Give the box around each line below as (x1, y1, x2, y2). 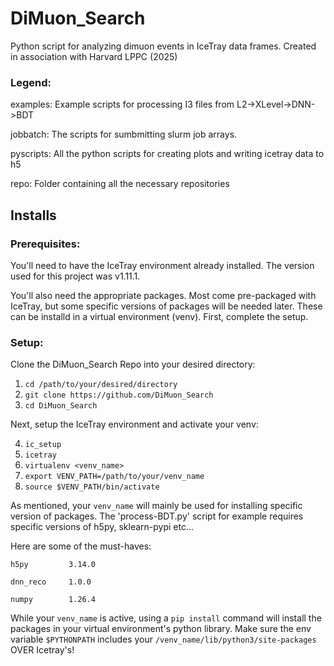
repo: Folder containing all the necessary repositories (10, 178, 230, 190)
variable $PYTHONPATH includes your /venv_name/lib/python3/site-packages (10, 633, 317, 646)
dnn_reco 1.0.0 (10, 577, 92, 587)
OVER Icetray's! (10, 644, 75, 656)
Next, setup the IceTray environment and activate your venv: (10, 418, 259, 431)
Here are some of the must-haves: (10, 540, 152, 552)
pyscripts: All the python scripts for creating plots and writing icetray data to (10, 148, 325, 160)
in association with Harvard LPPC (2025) (10, 50, 178, 62)
